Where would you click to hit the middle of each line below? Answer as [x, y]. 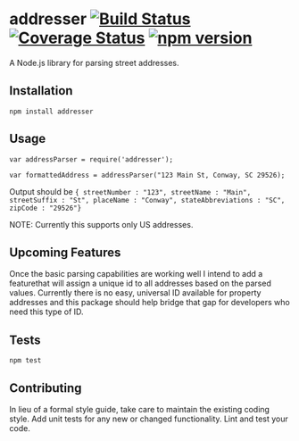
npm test [25, 361]
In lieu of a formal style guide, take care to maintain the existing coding [140, 409]
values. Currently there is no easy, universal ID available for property [135, 293]
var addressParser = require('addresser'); [91, 159]
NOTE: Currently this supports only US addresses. [101, 224]
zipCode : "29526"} [46, 208]
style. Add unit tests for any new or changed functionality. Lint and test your [149, 419]
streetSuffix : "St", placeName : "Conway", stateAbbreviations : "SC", [147, 200]
